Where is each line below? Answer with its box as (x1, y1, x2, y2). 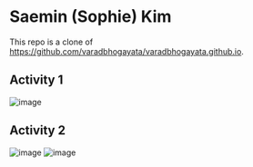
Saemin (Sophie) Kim (9, 6, 172, 27)
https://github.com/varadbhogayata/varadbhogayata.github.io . (9, 45, 244, 56)
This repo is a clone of (9, 36, 94, 47)
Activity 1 (9, 73, 64, 88)
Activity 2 (9, 123, 66, 138)
